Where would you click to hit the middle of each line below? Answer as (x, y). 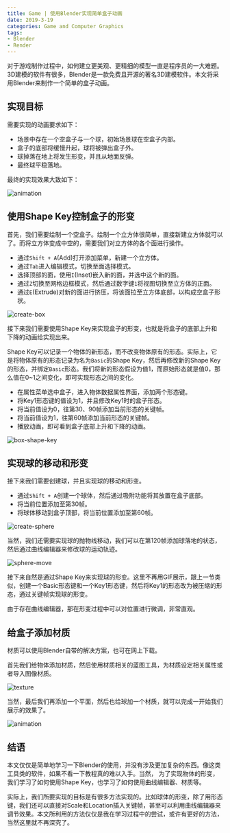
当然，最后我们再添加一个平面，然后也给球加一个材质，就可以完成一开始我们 (115, 702)
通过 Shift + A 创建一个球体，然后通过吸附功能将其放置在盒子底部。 (112, 496)
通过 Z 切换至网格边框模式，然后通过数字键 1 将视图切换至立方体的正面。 (116, 283)
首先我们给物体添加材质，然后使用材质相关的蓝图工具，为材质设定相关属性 (112, 665)
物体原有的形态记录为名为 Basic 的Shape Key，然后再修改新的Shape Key (120, 360)
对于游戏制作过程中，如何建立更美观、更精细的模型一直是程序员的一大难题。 (115, 66)
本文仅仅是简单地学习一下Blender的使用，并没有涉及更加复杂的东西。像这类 (114, 765)
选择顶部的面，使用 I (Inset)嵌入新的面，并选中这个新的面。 (100, 275)
